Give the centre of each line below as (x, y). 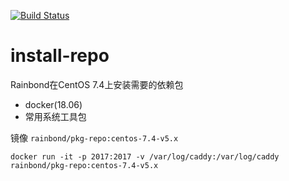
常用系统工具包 (55, 116)
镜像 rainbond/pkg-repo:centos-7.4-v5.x (94, 137)
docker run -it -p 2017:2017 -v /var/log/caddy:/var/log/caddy (145, 156)
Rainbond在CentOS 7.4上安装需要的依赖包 (97, 84)
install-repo (60, 56)
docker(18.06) (53, 104)
